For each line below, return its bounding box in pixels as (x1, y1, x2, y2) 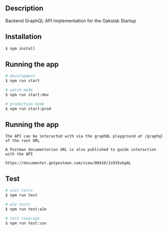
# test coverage (5, 216, 40, 221)
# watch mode (5, 88, 33, 93)
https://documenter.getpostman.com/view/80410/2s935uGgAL (5, 161, 131, 166)
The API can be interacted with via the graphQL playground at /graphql (5, 134, 163, 139)
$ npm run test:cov (5, 220, 47, 226)
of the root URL (5, 138, 40, 143)
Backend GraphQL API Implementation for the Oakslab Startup (5, 17, 136, 23)
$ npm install (5, 46, 36, 51)
